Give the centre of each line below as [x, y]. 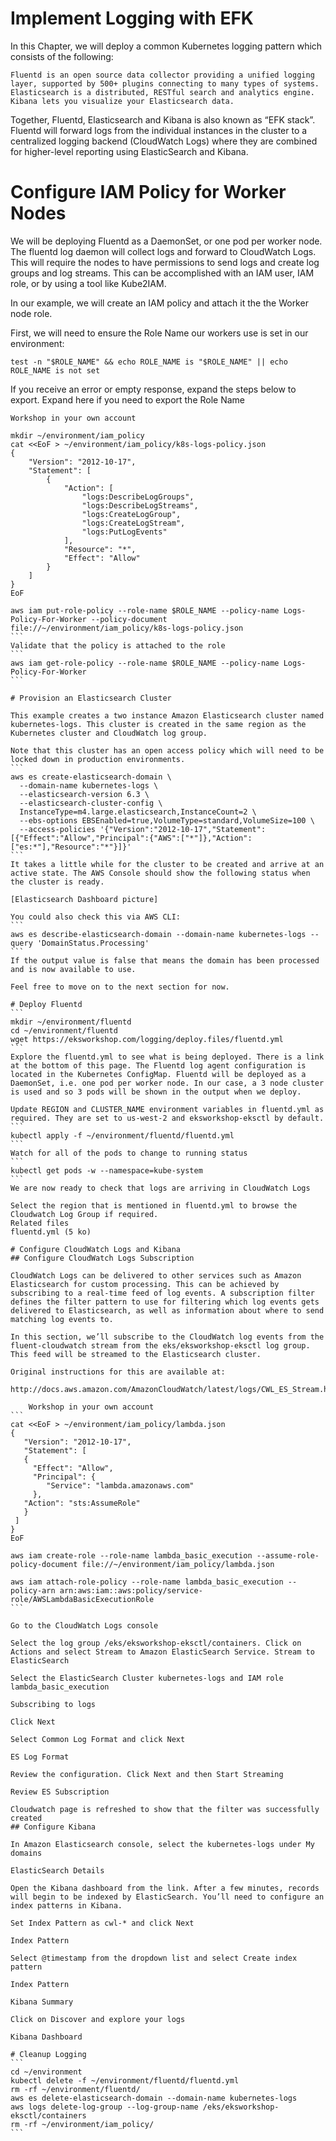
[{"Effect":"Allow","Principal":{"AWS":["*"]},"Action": [131, 838]
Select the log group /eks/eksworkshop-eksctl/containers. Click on [156, 1643]
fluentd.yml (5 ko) [51, 1232]
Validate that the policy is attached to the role [118, 645]
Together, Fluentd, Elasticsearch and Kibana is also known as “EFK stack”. [163, 119]
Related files [40, 1223]
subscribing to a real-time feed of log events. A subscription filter [162, 1293]
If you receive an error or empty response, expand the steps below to [153, 389]
